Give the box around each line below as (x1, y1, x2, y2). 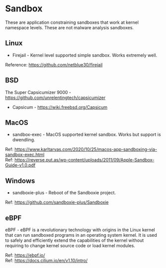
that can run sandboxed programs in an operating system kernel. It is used (5, 232, 157, 238)
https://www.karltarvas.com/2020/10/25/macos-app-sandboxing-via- (14, 147, 158, 153)
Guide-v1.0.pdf (5, 162, 36, 168)
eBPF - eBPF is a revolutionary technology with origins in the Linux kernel (5, 227, 155, 233)
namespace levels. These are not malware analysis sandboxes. (5, 24, 134, 30)
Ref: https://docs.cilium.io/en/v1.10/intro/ (5, 258, 88, 263)
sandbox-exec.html (5, 152, 45, 158)
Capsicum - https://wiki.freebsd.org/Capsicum (12, 104, 108, 110)
